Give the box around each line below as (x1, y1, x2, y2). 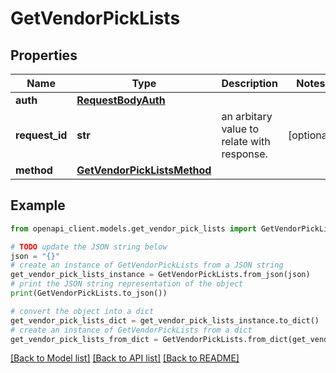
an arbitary (221, 110, 273, 123)
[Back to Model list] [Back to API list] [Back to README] (10, 352, 240, 364)
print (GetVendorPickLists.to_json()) (10, 288, 168, 299)
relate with (221, 135, 271, 148)
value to (221, 122, 259, 136)
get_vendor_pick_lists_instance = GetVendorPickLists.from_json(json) (10, 270, 311, 280)
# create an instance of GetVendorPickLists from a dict (10, 325, 253, 335)
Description (221, 77, 278, 90)
